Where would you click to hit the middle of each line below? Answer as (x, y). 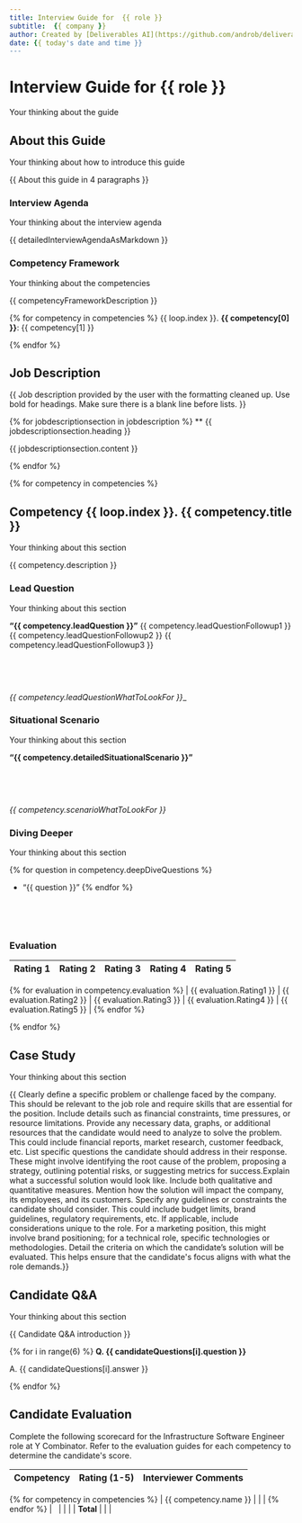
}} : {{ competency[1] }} (52, 327)
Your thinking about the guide (64, 113)
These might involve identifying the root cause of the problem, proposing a (148, 1161)
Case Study (43, 1055)
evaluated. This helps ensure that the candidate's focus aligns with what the (150, 1257)
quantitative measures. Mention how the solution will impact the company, (147, 1190)
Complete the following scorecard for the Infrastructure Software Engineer (147, 1436)
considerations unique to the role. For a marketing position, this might (138, 1229)
